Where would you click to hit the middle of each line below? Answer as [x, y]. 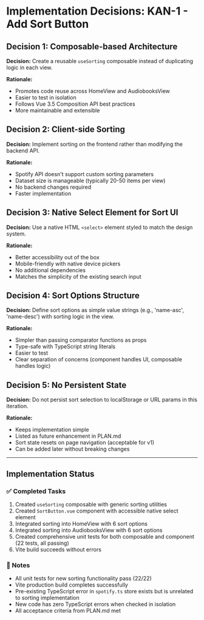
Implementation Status [50, 474]
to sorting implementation [47, 598]
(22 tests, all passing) [42, 543]
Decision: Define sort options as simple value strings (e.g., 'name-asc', [95, 310]
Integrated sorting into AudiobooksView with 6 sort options [89, 530]
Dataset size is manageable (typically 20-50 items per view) [90, 180]
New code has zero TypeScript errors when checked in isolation [95, 604]
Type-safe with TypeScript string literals [65, 347]
